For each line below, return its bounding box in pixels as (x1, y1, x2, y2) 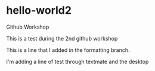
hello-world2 (6, 4, 72, 17)
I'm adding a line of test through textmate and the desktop (6, 58, 149, 65)
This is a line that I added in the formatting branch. (6, 46, 130, 54)
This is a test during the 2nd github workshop (6, 35, 118, 42)
